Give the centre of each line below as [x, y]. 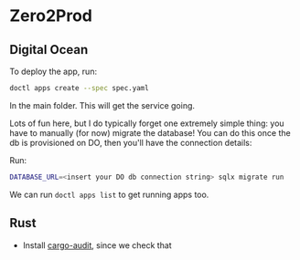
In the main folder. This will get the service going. [102, 105]
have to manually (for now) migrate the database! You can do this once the [150, 132]
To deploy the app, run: [54, 71]
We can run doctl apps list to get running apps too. [109, 194]
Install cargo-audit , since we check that [97, 245]
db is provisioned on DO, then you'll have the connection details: [131, 142]
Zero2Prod [51, 16]
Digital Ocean [49, 50]
